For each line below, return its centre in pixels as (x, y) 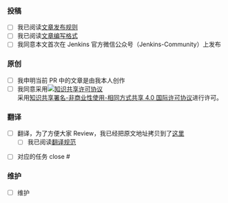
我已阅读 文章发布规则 (47, 27)
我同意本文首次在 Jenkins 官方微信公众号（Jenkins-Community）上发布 (119, 44)
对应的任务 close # (43, 157)
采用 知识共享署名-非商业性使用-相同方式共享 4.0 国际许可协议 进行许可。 (120, 97)
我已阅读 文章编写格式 (47, 36)
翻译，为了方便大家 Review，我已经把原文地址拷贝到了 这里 (101, 133)
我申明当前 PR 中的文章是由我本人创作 (71, 80)
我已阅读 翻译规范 (52, 142)
